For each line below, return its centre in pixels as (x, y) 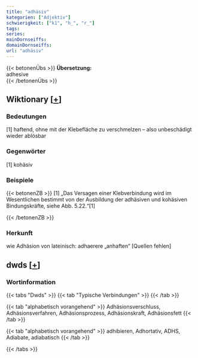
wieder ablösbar (26, 136)
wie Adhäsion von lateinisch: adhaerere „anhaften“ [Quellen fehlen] (89, 246)
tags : (13, 28)
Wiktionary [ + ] (34, 100)
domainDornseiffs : (29, 46)
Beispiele (20, 180)
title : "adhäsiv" (28, 12)
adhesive (17, 74)
